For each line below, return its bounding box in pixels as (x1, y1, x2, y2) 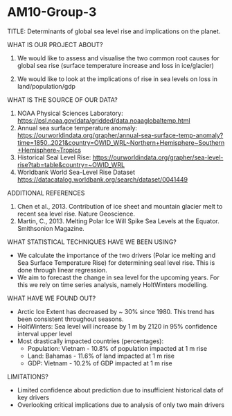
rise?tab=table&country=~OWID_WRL (17, 160, 125, 168)
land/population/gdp (17, 82, 76, 90)
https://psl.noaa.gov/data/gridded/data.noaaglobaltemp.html (17, 116, 190, 125)
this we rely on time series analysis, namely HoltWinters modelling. (17, 280, 208, 288)
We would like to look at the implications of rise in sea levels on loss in (17, 74, 218, 83)
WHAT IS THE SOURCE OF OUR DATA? (7, 95, 118, 104)
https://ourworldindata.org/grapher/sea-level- (92, 153, 224, 162)
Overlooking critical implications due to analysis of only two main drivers (17, 400, 225, 409)
